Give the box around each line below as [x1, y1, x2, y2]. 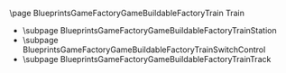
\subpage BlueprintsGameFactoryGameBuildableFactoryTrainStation [22, 25, 277, 35]
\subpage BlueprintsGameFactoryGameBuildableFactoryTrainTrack [22, 54, 272, 64]
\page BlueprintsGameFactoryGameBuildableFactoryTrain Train [9, 8, 245, 18]
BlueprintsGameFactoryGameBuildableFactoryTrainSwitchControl [22, 44, 266, 55]
